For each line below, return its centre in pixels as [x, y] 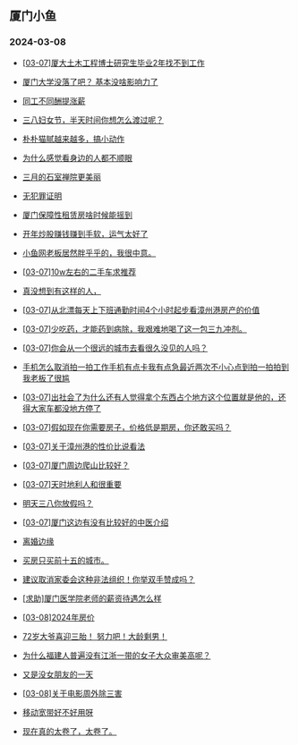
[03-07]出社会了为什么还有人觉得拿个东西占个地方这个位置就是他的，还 [154, 397]
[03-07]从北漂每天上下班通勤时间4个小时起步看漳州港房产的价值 [141, 309]
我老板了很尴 [46, 377]
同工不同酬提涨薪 [54, 100]
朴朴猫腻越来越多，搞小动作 [73, 139]
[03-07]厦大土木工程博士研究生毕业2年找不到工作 [113, 63]
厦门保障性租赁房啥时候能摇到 [77, 215]
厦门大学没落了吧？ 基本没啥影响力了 [90, 81]
